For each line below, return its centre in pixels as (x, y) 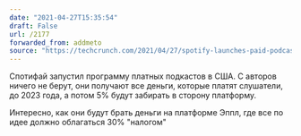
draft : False (34, 26)
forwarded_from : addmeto (56, 42)
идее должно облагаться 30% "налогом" (88, 123)
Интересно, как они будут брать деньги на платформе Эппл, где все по (146, 113)
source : (24, 51)
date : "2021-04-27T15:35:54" (64, 17)
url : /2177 (30, 34)
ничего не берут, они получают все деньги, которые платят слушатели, (146, 86)
